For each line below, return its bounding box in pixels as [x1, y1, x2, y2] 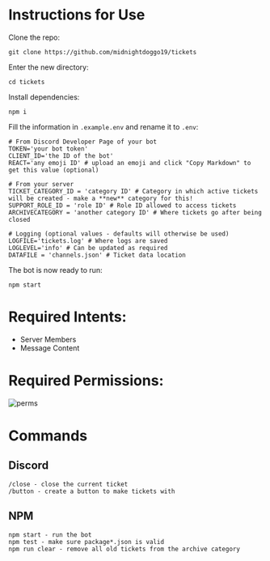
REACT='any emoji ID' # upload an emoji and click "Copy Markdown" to [8, 159, 251, 167]
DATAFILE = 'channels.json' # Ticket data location [8, 251, 186, 259]
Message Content [19, 342, 80, 353]
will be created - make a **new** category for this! [8, 194, 194, 202]
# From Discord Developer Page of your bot [8, 138, 158, 146]
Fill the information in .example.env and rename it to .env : [8, 121, 199, 131]
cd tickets [8, 78, 45, 86]
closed [8, 215, 31, 223]
